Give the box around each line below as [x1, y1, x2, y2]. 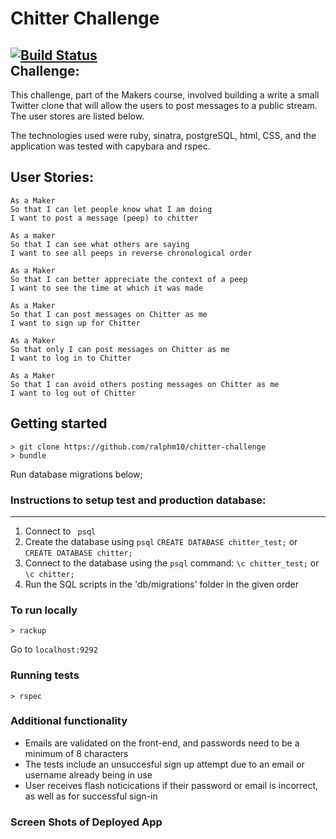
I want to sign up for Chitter [10, 318, 141, 328]
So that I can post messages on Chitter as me [10, 309, 208, 319]
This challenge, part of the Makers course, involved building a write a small [10, 89, 320, 101]
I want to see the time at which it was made [10, 283, 203, 293]
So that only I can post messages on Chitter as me [10, 344, 230, 354]
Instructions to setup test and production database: [10, 493, 267, 507]
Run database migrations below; [10, 468, 143, 480]
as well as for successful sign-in [24, 790, 158, 802]
